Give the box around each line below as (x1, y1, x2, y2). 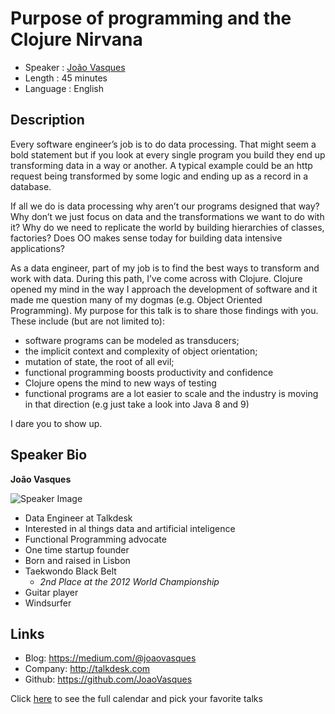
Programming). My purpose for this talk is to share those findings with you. (10, 304, 319, 316)
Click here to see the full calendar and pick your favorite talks (10, 693, 263, 705)
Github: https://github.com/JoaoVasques (24, 673, 193, 686)
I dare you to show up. (10, 417, 103, 429)
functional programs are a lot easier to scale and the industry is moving (24, 387, 319, 399)
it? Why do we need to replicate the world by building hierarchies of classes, (10, 221, 325, 233)
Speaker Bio (10, 447, 88, 464)
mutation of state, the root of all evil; (24, 355, 175, 367)
